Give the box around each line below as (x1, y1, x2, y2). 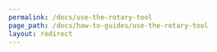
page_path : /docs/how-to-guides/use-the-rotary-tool (8, 21, 209, 30)
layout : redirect (8, 29, 73, 38)
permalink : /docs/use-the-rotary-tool (8, 12, 153, 22)
